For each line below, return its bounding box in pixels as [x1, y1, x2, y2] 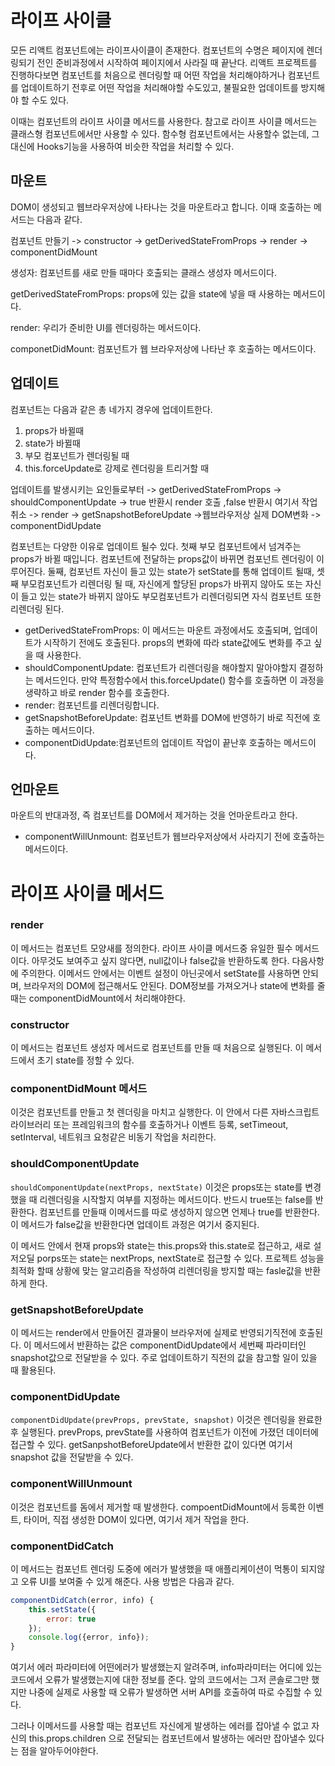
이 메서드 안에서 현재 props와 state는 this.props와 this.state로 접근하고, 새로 [10, 1239, 312, 1251]
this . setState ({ [28, 1604, 97, 1615]
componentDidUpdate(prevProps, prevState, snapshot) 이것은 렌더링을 [10, 1414, 296, 1426]
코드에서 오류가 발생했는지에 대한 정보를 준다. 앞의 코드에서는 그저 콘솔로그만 [10, 1674, 310, 1686]
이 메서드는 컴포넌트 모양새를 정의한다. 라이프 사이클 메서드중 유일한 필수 [10, 942, 293, 954]
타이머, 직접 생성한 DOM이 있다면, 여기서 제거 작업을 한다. [23, 1513, 250, 1525]
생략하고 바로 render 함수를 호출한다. [24, 686, 170, 698]
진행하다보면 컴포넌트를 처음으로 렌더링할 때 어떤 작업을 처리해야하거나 [10, 69, 286, 81]
